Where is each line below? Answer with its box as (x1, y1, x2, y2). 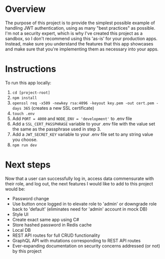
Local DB (12, 227, 31, 233)
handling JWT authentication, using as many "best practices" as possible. (5, 25, 156, 31)
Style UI (12, 211, 29, 217)
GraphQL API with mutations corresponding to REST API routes (12, 237, 141, 243)
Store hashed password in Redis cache (12, 221, 92, 228)
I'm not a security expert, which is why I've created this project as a (5, 30, 143, 36)
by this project (12, 248, 42, 254)
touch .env (12, 111, 35, 116)
